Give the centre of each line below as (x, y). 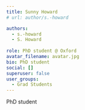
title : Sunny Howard (32, 12)
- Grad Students (32, 85)
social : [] (20, 68)
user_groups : (23, 79)
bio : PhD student (28, 62)
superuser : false (28, 73)
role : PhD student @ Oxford (42, 51)
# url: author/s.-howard (37, 18)
